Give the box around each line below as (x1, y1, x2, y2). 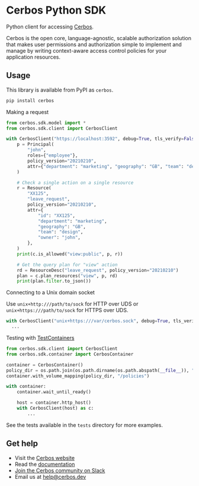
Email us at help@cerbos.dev (14, 473, 86, 480)
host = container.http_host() (17, 400, 92, 406)
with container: (6, 384, 46, 390)
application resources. (6, 53, 61, 60)
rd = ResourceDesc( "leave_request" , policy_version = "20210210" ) (17, 267, 179, 273)
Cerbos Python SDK (6, 4, 107, 17)
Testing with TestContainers (6, 335, 75, 341)
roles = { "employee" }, (27, 153, 78, 158)
